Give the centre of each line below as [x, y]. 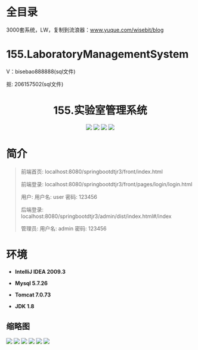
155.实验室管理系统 [100, 110]
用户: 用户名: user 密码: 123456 [59, 196]
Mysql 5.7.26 [31, 283]
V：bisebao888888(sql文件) [41, 71]
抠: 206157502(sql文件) [35, 84]
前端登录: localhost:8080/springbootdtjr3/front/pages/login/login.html [106, 184]
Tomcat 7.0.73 [33, 295]
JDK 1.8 [24, 306]
